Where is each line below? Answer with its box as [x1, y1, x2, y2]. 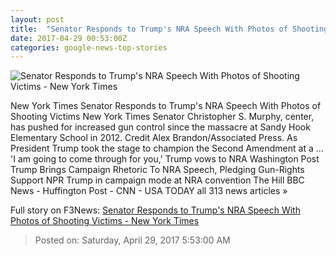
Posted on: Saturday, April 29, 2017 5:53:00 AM [34, 234, 231, 246]
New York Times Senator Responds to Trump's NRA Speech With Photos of [10, 100, 322, 112]
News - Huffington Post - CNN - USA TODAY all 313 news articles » [10, 185, 288, 197]
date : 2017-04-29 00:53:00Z [10, 33, 128, 43]
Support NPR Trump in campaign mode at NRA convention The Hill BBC [10, 174, 305, 186]
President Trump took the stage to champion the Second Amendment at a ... [10, 142, 324, 155]
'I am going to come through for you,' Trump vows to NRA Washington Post [10, 153, 320, 165]
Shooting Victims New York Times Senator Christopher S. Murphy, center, [10, 111, 315, 123]
